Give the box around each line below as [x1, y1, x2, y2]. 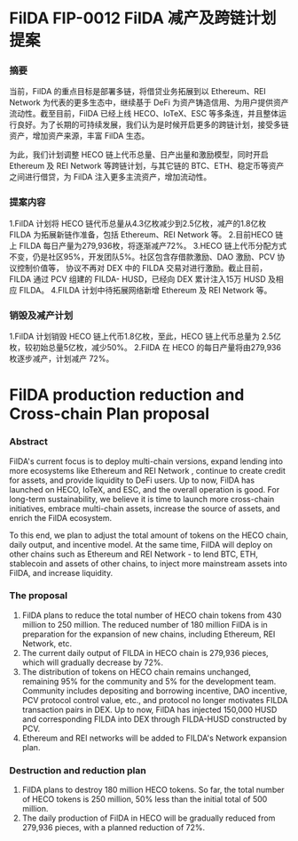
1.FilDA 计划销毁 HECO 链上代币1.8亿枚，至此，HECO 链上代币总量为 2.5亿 [9, 331, 281, 342]
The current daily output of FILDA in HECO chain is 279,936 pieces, [21, 647, 269, 658]
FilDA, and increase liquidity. [9, 567, 114, 578]
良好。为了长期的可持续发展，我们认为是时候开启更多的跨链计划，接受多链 [16, 119, 289, 130]
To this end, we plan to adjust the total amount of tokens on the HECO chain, [9, 530, 288, 541]
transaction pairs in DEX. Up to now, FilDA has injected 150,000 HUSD [21, 704, 278, 715]
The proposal [9, 589, 68, 602]
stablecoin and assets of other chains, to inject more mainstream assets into [9, 557, 288, 569]
